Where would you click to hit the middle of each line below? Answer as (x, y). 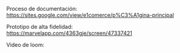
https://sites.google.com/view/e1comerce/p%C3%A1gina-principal (90, 15)
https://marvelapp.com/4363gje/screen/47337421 (69, 33)
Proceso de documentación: (42, 9)
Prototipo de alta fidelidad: (40, 27)
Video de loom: (25, 45)
